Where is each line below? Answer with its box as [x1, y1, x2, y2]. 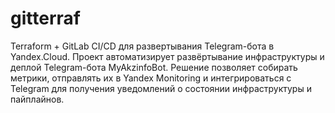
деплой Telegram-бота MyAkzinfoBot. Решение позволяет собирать [10, 61, 298, 73]
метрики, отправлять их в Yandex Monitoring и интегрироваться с [10, 72, 292, 84]
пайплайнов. [10, 93, 65, 105]
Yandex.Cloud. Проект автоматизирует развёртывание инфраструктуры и [10, 50, 325, 62]
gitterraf [10, 7, 81, 30]
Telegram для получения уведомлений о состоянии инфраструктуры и [10, 82, 312, 94]
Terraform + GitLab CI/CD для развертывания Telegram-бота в [10, 40, 275, 52]
